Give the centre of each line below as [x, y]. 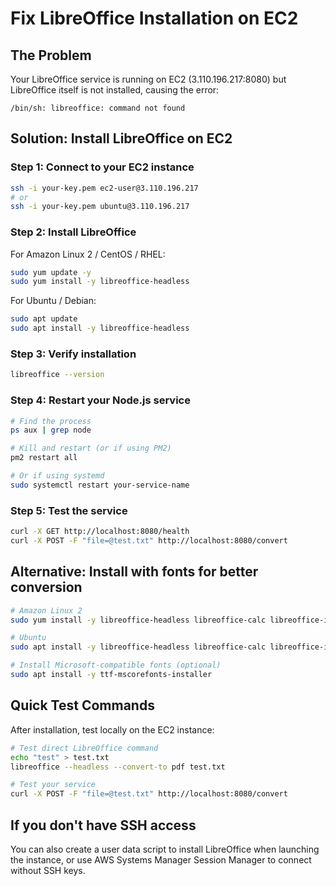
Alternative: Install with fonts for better [134, 572]
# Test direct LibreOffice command [84, 748]
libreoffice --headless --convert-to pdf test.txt [118, 767]
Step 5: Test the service [69, 510]
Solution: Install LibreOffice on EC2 [121, 138]
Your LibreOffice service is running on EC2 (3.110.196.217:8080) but [148, 79]
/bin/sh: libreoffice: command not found [98, 108]
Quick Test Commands [82, 705]
